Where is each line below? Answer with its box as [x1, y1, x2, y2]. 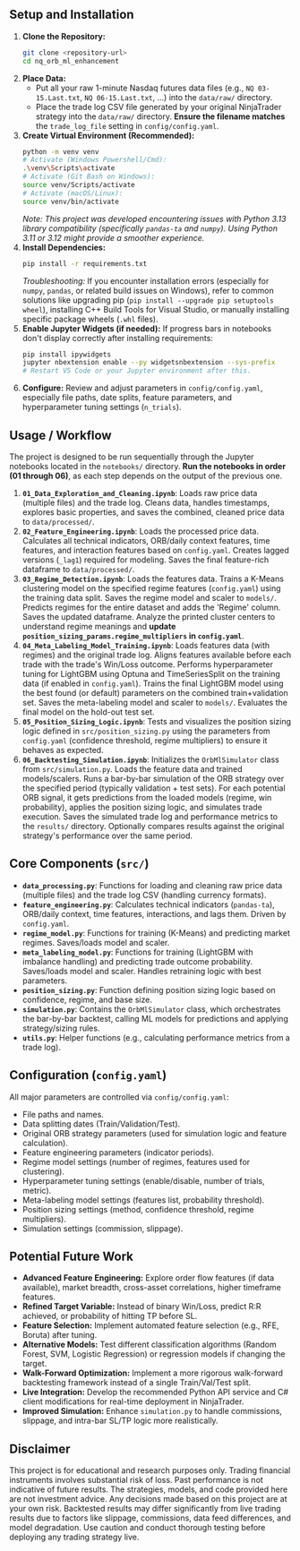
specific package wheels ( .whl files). [21, 313, 159, 324]
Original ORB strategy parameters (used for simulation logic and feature [21, 1127, 287, 1138]
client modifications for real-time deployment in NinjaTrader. [21, 1396, 244, 1407]
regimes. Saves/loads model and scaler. [21, 937, 170, 947]
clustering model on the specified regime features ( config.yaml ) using [21, 583, 281, 594]
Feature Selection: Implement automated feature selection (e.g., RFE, [21, 1320, 279, 1331]
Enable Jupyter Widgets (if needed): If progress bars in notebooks [21, 322, 271, 334]
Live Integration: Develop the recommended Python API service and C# [21, 1387, 289, 1398]
